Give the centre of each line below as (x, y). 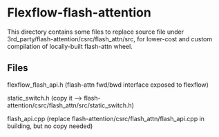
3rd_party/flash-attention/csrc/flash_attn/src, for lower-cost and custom (110, 39)
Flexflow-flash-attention (79, 13)
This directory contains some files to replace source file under (96, 32)
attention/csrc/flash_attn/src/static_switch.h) (71, 105)
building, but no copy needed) (50, 126)
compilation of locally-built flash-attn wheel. (70, 46)
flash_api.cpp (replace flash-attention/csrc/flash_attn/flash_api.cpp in (106, 118)
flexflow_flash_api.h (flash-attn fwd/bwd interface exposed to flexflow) (108, 85)
